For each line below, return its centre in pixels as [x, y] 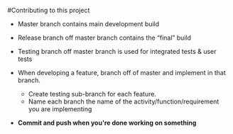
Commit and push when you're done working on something [107, 123]
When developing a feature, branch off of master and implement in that [121, 73]
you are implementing [60, 109]
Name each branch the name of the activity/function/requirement [124, 101]
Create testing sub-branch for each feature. [92, 94]
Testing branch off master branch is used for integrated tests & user [117, 51]
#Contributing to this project [49, 10]
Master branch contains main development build [88, 24]
